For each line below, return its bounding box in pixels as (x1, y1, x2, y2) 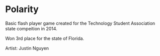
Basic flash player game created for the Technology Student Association (5, 20, 155, 26)
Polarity (5, 4, 39, 15)
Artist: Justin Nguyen (5, 45, 49, 51)
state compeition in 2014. (5, 25, 58, 31)
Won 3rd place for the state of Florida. (5, 35, 85, 41)
